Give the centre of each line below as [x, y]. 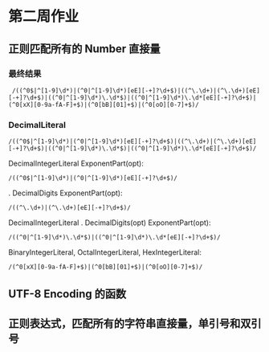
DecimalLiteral [37, 125]
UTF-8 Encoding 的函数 [67, 294]
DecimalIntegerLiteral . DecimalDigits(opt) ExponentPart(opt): [110, 223]
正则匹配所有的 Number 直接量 [84, 49]
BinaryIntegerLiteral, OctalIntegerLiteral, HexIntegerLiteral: [105, 252]
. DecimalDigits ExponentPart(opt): [65, 193]
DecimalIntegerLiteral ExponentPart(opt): [76, 164]
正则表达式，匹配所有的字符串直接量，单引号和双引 [135, 323]
